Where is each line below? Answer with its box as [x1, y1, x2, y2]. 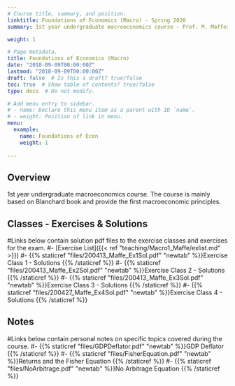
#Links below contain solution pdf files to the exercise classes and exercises [7, 236, 228, 245]
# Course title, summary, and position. [7, 10, 127, 17]
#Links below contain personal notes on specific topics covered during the [7, 334, 222, 343]
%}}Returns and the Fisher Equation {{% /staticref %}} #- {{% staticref [7, 357, 212, 365]
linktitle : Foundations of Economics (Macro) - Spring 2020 [7, 17, 187, 24]
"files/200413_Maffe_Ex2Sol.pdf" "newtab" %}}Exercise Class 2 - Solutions [7, 266, 225, 274]
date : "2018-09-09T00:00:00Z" [7, 62, 96, 69]
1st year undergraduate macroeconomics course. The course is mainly [7, 190, 211, 199]
